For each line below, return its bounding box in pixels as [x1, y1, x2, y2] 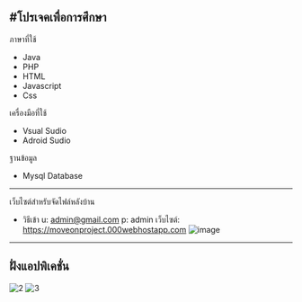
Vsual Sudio [22, 125, 67, 136]
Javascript [22, 80, 62, 91]
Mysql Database [22, 170, 84, 181]
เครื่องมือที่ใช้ [9, 107, 48, 118]
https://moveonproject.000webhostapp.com [22, 224, 187, 235]
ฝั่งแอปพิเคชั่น [9, 259, 70, 274]
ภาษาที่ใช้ [9, 33, 37, 44]
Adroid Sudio [22, 135, 71, 146]
